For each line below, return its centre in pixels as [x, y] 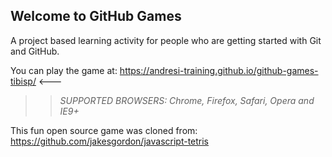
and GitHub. [35, 51]
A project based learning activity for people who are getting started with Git [166, 40]
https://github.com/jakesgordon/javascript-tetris [110, 141]
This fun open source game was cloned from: [104, 130]
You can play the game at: [64, 70]
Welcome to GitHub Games [96, 16]
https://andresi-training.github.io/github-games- [219, 70]
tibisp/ [23, 81]
